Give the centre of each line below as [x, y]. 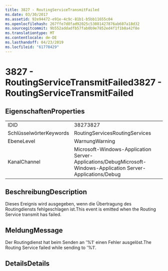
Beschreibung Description [46, 192]
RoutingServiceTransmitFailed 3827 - [83, 82]
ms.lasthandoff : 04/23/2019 [34, 42]
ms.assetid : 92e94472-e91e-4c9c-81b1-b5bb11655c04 [59, 19]
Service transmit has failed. [33, 214]
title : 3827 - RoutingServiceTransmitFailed [52, 10]
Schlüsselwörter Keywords [38, 133]
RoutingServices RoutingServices [113, 133]
